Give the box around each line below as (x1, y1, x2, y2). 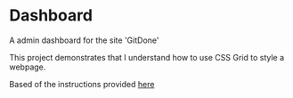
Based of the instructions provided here (9, 78, 155, 89)
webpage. (9, 61, 46, 72)
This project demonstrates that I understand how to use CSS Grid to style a (9, 52, 285, 62)
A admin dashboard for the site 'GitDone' (9, 35, 159, 45)
